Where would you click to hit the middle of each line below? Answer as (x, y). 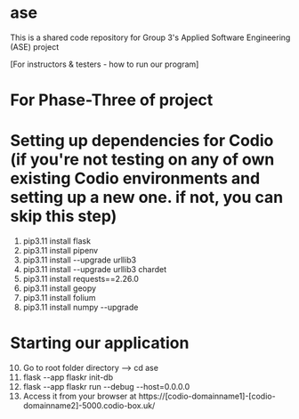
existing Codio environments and (135, 178)
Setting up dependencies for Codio (142, 141)
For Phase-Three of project (112, 100)
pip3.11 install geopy (60, 288)
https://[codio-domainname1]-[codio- (207, 396)
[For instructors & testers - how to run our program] (105, 64)
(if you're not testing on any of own (142, 160)
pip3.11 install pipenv (61, 251)
